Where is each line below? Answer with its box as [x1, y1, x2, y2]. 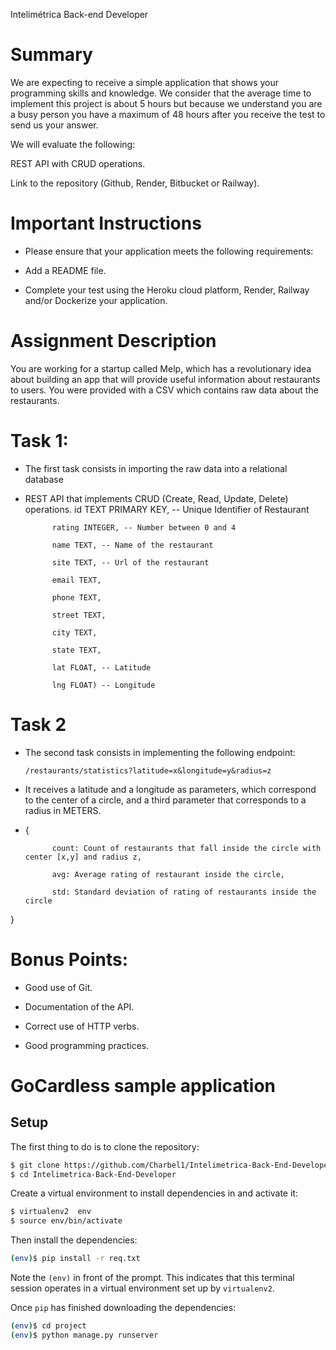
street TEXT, [51, 610, 107, 620]
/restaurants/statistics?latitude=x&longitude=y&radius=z [24, 765, 272, 776]
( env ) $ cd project [10, 1321, 87, 1331]
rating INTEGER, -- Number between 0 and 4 [51, 522, 237, 533]
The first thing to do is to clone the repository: [10, 1140, 200, 1153]
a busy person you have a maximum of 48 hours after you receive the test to [10, 108, 326, 120]
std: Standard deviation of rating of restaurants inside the [51, 887, 317, 897]
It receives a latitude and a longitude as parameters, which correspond [24, 783, 317, 795]
